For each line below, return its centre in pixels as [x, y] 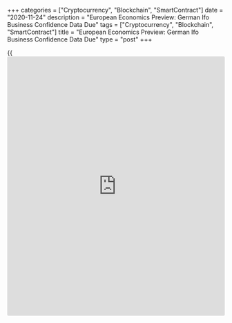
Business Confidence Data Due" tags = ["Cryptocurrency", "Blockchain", [110, 25]
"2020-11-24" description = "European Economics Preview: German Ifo [108, 17]
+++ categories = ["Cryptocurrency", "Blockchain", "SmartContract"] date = [115, 10]
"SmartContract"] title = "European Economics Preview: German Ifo [103, 32]
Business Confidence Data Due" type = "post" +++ [80, 39]
